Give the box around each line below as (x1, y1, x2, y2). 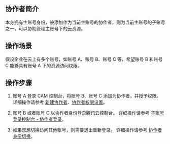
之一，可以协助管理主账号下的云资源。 (5, 25, 85, 31)
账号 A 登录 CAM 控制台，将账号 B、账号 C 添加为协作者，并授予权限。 (12, 93, 161, 99)
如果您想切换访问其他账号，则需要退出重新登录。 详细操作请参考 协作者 (12, 127, 162, 133)
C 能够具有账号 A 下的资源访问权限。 (5, 62, 82, 68)
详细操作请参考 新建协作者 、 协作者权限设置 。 (12, 99, 108, 105)
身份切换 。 (12, 133, 36, 139)
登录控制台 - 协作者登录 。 (12, 116, 67, 122)
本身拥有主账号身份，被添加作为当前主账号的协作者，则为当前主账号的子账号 (5, 19, 165, 25)
